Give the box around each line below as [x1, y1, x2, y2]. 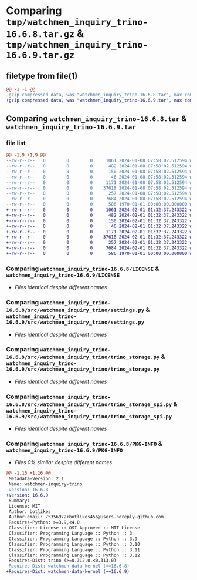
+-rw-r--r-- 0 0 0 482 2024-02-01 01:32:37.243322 [6, 212, 188, 218]
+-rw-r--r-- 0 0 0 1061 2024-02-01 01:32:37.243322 [6, 207, 188, 213]
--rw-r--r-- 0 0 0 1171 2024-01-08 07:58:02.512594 [6, 179, 188, 186]
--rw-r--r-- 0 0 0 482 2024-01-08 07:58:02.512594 [6, 163, 188, 169]
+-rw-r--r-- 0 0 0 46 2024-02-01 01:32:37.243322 [6, 223, 188, 229]
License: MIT [8, 503, 41, 509]
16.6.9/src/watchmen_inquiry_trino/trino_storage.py [6, 366, 160, 373]
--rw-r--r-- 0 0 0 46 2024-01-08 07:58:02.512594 [6, 174, 188, 180]
